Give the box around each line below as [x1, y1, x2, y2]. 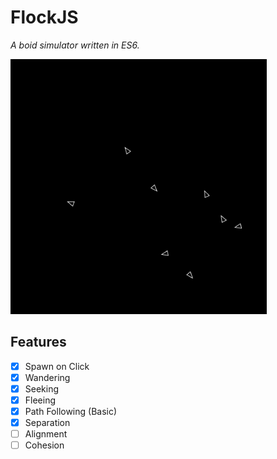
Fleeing [24, 394, 57, 406]
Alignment [24, 428, 68, 440]
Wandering [24, 371, 71, 383]
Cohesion [24, 439, 65, 451]
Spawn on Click [24, 360, 90, 372]
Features [10, 334, 67, 351]
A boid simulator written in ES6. [10, 39, 140, 51]
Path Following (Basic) [24, 406, 118, 417]
